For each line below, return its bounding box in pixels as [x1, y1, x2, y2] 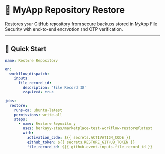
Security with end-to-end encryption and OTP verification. [5, 26, 123, 31]
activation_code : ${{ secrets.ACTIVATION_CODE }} [27, 135, 131, 140]
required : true [23, 90, 54, 94]
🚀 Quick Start [5, 45, 47, 53]
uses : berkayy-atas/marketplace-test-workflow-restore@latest [23, 126, 153, 131]
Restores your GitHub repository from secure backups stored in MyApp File [5, 21, 158, 27]
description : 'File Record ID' [23, 85, 87, 90]
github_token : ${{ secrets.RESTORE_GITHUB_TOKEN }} [27, 140, 135, 145]
